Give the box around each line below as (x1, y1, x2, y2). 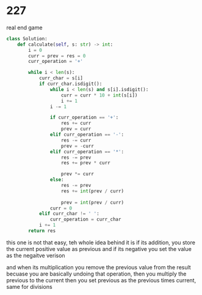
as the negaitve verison (6, 252, 65, 259)
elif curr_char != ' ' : (38, 211, 99, 217)
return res (28, 228, 56, 234)
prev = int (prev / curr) (60, 199, 124, 205)
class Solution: (6, 35, 48, 42)
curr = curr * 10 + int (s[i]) (60, 92, 138, 98)
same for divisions (6, 283, 53, 290)
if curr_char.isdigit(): (38, 81, 103, 87)
